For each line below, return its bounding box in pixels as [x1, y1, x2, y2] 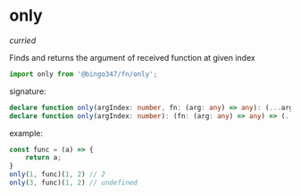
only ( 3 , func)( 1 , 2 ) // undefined [9, 178, 138, 188]
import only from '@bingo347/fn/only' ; [9, 69, 158, 79]
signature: [9, 86, 46, 97]
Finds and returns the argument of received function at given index [9, 52, 256, 63]
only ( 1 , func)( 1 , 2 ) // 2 [9, 170, 105, 179]
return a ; [25, 153, 62, 162]
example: [9, 127, 43, 139]
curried [9, 35, 37, 46]
